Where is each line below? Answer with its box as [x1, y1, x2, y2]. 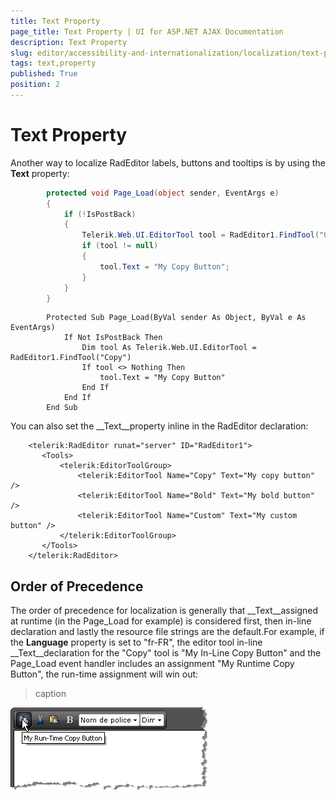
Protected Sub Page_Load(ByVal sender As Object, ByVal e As [46, 313, 307, 323]
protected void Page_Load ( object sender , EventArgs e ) [46, 188, 280, 198]
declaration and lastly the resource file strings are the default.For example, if [10, 626, 325, 638]
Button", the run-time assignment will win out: [10, 668, 199, 680]
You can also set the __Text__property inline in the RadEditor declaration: [10, 420, 309, 432]
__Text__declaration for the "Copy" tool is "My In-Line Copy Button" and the [10, 647, 322, 659]
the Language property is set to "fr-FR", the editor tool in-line [10, 636, 263, 649]
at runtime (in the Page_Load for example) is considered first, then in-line [10, 615, 312, 627]
